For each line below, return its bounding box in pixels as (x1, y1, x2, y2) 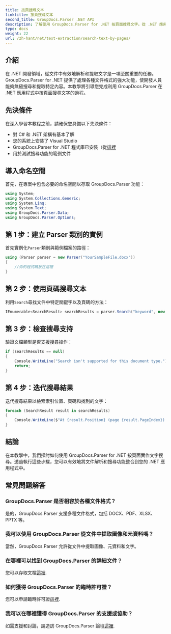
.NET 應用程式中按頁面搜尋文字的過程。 (5, 90, 88, 96)
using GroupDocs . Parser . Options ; (5, 215, 76, 220)
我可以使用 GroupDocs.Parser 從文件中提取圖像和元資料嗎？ (5, 531, 154, 538)
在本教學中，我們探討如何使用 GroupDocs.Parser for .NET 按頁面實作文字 (5, 452, 159, 458)
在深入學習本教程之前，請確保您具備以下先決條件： (5, 120, 112, 126)
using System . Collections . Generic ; (5, 196, 81, 201)
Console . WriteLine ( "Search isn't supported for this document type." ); (14, 359, 169, 364)
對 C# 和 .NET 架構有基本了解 (12, 131, 75, 137)
